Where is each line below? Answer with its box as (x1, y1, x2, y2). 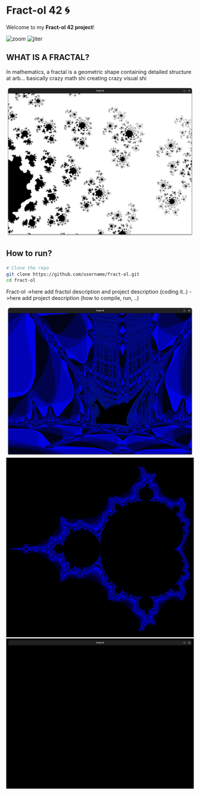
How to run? (6, 248, 52, 259)
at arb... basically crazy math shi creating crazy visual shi (6, 74, 147, 82)
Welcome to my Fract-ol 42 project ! (6, 23, 95, 30)
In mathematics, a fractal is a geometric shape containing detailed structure (6, 68, 192, 75)
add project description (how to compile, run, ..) (21, 295, 139, 302)
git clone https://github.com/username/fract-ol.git (6, 271, 140, 277)
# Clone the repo (6, 265, 49, 271)
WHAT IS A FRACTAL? (6, 52, 90, 62)
